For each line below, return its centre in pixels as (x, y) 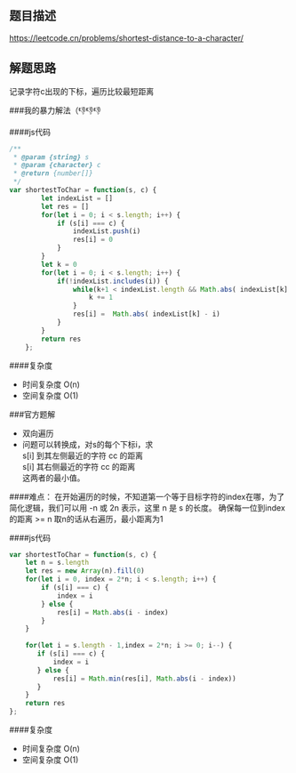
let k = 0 (59, 264)
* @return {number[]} (53, 173)
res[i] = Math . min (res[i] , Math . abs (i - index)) (145, 679)
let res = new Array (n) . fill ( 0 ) (85, 571)
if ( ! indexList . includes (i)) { (112, 281)
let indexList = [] (77, 198)
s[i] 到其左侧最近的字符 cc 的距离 (83, 455)
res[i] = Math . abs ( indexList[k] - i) (146, 314)
